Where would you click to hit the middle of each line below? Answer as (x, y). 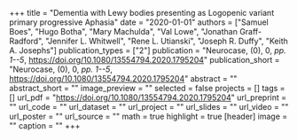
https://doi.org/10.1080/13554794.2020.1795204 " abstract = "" (123, 78)
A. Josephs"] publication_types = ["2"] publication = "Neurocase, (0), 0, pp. (148, 51)
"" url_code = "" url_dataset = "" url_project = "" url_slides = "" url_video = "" (149, 107)
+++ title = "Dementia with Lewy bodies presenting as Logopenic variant (142, 13)
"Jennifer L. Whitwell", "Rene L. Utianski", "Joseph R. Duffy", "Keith (167, 41)
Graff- (250, 31)
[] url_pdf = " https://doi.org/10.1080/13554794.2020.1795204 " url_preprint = (148, 97)
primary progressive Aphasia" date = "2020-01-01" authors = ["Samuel (139, 22)
